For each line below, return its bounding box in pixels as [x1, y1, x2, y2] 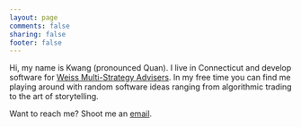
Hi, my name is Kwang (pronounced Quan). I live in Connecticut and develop [9, 63, 292, 73]
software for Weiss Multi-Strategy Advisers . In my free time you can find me [9, 72, 291, 83]
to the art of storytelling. [9, 91, 99, 102]
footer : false [9, 38, 63, 47]
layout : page [9, 13, 58, 22]
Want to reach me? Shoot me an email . [9, 108, 153, 119]
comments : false [9, 21, 70, 30]
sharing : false [9, 30, 66, 38]
